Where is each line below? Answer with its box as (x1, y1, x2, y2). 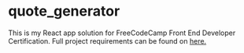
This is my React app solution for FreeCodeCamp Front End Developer (8, 28, 236, 37)
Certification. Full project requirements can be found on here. (8, 36, 207, 45)
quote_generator (8, 2, 120, 20)
